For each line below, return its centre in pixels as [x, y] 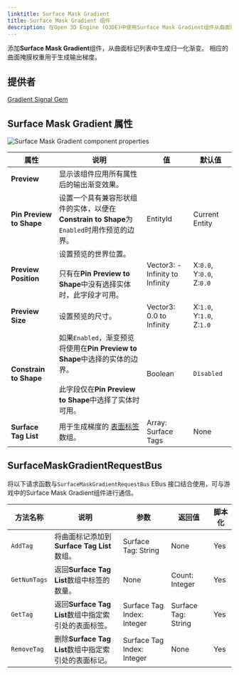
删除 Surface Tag [83, 639]
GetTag [22, 614]
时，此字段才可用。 [91, 295]
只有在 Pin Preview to [94, 273]
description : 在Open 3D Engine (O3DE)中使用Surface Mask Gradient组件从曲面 [119, 27]
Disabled [208, 373]
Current [206, 214]
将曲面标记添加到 [83, 536]
